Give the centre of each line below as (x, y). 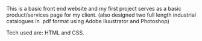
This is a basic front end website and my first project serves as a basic (94, 9)
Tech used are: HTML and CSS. (45, 33)
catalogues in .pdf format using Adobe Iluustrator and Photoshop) (88, 21)
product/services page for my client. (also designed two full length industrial (101, 15)
